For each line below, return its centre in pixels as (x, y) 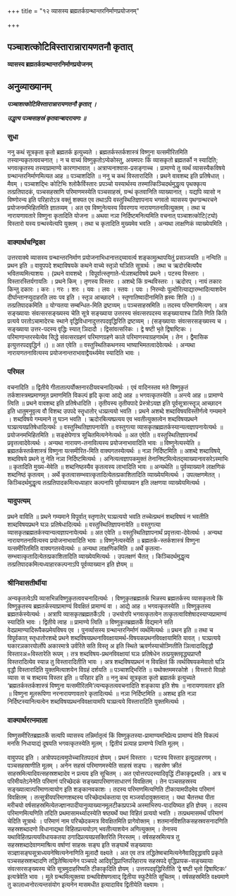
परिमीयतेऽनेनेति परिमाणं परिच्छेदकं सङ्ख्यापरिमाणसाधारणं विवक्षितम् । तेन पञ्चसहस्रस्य (102, 782)
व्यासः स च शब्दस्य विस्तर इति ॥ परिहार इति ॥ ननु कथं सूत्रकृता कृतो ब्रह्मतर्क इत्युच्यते (101, 678)
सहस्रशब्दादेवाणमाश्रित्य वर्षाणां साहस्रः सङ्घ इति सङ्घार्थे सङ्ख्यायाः (80, 845)
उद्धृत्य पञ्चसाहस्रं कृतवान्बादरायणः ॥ (47, 118)
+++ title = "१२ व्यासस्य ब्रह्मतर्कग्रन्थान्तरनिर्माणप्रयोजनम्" (73, 11)
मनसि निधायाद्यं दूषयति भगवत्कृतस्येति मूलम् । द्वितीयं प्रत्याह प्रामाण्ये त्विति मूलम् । (96, 743)
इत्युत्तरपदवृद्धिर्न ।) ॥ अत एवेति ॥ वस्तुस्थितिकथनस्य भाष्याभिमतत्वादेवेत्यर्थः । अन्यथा (101, 345)
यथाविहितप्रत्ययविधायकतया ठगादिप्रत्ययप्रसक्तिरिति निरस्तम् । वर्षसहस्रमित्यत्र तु (93, 837)
